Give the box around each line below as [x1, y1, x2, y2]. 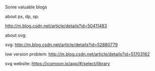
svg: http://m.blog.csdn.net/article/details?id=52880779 [5, 42, 118, 48]
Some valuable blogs [5, 4, 47, 10]
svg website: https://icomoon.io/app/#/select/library [5, 61, 110, 66]
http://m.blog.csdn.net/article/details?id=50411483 [5, 23, 108, 29]
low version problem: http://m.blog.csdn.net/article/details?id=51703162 [5, 51, 150, 57]
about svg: [5, 33, 27, 38]
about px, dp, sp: [5, 14, 39, 19]
